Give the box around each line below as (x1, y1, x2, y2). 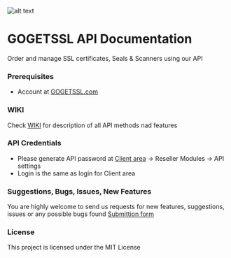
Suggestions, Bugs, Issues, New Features (7, 186, 152, 196)
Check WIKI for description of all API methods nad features (7, 121, 178, 129)
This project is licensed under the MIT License (7, 243, 141, 252)
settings (17, 162, 41, 170)
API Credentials (7, 138, 62, 148)
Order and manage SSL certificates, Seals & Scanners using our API (7, 54, 203, 62)
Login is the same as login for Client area (17, 169, 136, 178)
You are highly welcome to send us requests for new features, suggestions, (7, 203, 225, 211)
